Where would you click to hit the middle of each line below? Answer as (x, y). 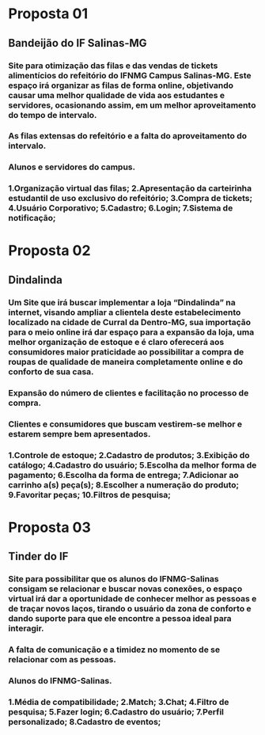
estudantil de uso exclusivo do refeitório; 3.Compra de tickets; (131, 199)
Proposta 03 (49, 527)
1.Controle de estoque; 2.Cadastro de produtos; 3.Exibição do (129, 455)
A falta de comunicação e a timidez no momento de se (114, 650)
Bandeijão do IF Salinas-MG (78, 43)
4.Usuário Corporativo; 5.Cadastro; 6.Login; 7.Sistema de (121, 208)
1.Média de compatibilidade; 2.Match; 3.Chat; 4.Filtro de (119, 702)
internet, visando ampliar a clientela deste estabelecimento (125, 312)
